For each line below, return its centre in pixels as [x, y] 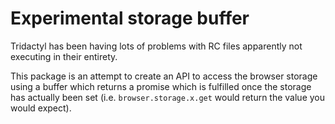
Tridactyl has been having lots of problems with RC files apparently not [156, 46]
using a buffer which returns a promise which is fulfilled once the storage [161, 86]
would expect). [41, 108]
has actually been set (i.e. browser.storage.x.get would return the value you [168, 97]
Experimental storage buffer [130, 18]
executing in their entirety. [64, 56]
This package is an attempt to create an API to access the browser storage [164, 76]
